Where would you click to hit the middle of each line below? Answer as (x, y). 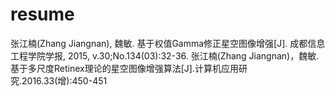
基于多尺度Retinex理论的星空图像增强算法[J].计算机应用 (124, 68)
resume (42, 14)
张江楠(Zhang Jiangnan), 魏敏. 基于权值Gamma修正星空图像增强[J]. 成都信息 (168, 43)
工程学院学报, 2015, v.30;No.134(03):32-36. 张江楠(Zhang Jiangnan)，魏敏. (165, 55)
